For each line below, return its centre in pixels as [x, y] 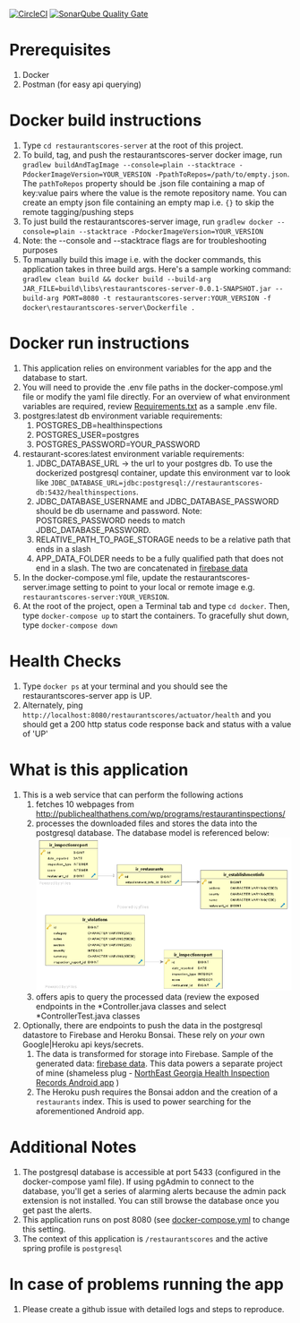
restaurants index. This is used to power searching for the [143, 1102]
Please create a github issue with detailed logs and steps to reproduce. [153, 1310]
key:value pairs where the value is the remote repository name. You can [154, 193]
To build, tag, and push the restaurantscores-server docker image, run [152, 155]
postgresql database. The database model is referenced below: [153, 832]
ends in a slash [63, 549]
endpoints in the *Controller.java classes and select [131, 1007]
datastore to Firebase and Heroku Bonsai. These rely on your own [144, 1035]
